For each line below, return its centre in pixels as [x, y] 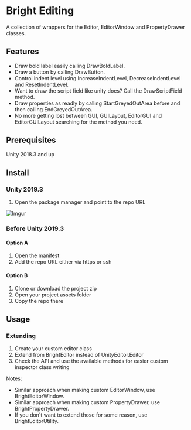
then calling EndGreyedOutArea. [53, 109]
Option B [17, 275]
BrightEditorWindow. [39, 396]
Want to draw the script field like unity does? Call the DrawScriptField [98, 91]
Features [23, 52]
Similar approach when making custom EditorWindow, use [85, 390]
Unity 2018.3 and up [30, 154]
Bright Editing [40, 11]
